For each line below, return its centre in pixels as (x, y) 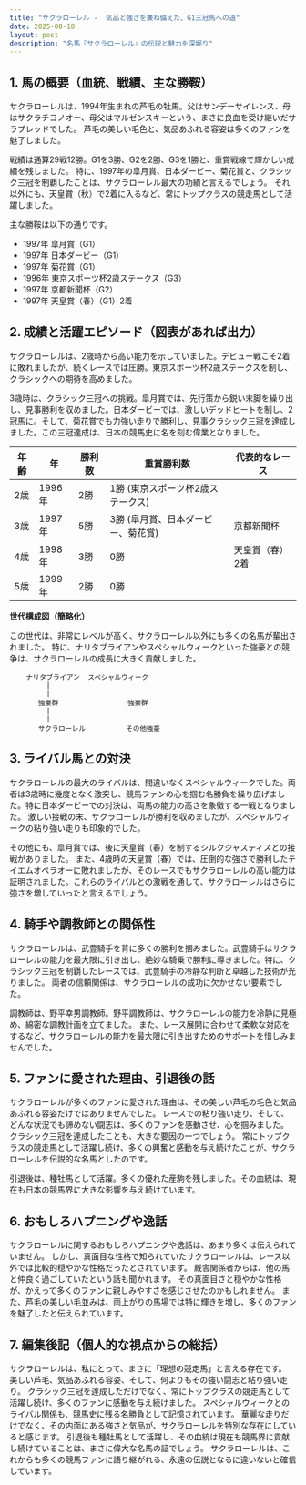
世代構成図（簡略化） (49, 616)
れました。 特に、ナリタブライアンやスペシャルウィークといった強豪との (146, 647)
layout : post (34, 35)
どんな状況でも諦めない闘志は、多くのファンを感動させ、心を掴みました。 (149, 1125)
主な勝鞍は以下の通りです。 (61, 225)
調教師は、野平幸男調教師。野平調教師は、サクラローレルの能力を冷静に (145, 1013)
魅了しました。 (37, 140)
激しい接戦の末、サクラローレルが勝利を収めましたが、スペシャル (151, 816)
